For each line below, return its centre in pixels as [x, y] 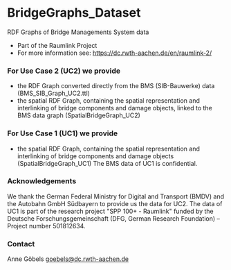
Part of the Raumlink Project [57, 45]
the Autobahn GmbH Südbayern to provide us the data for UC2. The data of [115, 203]
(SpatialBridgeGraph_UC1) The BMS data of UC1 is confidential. [107, 163]
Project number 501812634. [46, 226]
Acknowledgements [42, 181]
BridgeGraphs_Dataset [74, 13]
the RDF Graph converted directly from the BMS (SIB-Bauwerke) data [116, 86]
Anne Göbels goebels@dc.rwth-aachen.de [68, 259]
